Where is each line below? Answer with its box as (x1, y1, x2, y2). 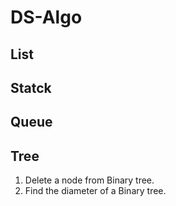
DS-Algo (10, 6, 83, 29)
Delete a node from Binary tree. (24, 174, 155, 186)
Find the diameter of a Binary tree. (24, 185, 167, 197)
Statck (10, 79, 52, 96)
